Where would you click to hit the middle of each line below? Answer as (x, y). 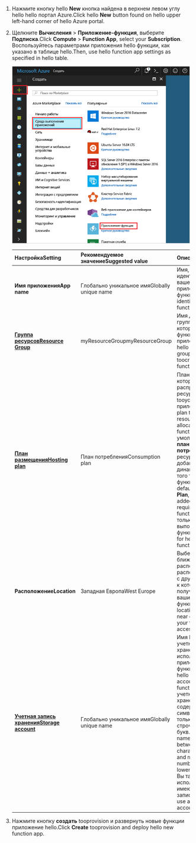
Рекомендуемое (102, 254)
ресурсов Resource (39, 341)
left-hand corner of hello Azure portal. (58, 21)
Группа (24, 334)
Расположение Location (45, 591)
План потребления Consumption (121, 456)
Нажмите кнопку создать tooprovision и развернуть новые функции (98, 821)
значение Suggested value (114, 261)
